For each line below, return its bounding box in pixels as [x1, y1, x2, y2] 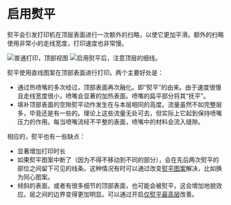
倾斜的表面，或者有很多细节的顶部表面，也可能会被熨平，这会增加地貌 [16, 181, 217, 190]
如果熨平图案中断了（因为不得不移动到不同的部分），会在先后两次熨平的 [16, 155, 219, 164]
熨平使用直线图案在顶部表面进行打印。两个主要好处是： [7, 68, 164, 77]
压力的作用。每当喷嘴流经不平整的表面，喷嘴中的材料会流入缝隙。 [16, 117, 204, 126]
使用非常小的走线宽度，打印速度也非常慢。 [7, 39, 128, 47]
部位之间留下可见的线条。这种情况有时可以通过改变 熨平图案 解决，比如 [16, 164, 217, 173]
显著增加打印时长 [16, 146, 66, 155]
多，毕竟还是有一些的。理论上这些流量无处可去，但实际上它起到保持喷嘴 [16, 108, 222, 117]
